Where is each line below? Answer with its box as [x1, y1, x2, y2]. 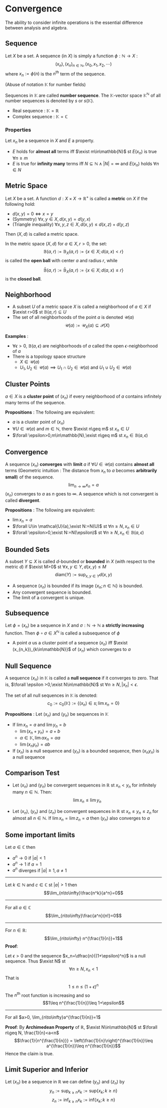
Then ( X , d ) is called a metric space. [5, 231, 79, 237]
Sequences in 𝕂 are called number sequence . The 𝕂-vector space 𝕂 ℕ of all [5, 92, 161, 98]
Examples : [5, 333, 29, 339]
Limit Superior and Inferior [5, 1065, 88, 1074]
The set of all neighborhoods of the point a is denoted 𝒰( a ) [12, 315, 134, 320]
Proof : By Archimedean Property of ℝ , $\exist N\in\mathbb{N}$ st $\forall [5, 1024, 158, 1030]
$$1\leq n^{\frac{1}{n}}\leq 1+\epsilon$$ [42, 1000, 125, 1006]
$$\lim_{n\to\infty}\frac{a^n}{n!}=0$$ [45, 913, 122, 919]
